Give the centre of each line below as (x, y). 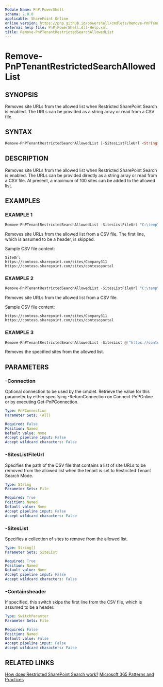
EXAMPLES (23, 201)
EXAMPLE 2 (19, 278)
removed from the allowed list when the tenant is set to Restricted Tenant (78, 470)
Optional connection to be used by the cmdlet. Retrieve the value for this (77, 391)
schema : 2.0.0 (19, 14)
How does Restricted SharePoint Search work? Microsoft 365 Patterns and (80, 674)
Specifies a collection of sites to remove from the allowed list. (66, 539)
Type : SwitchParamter (27, 616)
